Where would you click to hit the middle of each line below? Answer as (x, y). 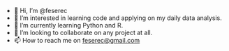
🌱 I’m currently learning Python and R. (68, 25)
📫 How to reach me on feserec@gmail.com (77, 40)
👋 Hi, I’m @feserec (40, 11)
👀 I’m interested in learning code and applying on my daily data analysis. (118, 18)
